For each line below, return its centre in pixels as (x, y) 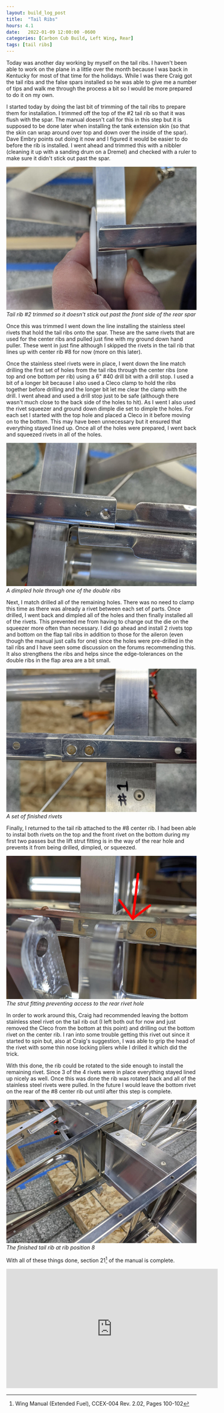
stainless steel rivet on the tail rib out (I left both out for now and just (91, 1022)
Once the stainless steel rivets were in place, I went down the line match (96, 363)
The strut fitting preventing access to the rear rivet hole (75, 1004)
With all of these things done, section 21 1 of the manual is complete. (91, 1260)
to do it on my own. (30, 95)
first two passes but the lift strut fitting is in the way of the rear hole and (95, 841)
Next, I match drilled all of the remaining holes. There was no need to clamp (100, 602)
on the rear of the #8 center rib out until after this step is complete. (89, 1091)
